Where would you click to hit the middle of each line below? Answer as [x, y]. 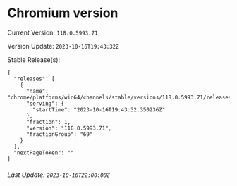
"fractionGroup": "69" [59, 134]
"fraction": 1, [48, 122]
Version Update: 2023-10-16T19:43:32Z [63, 46]
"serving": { [45, 104]
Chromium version [63, 13]
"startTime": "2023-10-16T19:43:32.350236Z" [99, 110]
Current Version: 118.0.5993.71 [53, 32]
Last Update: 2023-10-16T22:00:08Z [59, 175]
